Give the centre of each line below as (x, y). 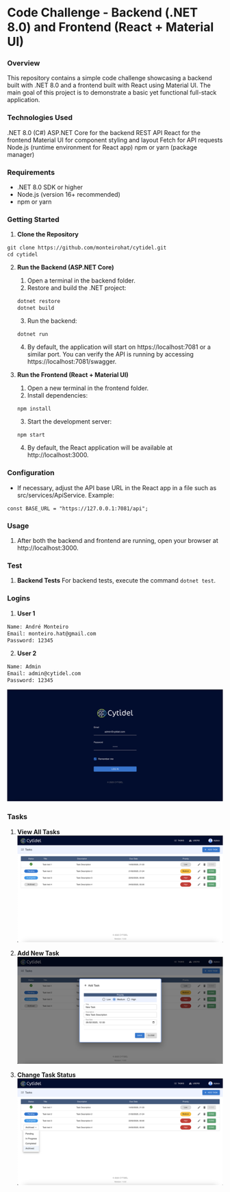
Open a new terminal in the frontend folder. (88, 388)
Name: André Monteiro (38, 627)
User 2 (27, 653)
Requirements (31, 172)
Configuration (31, 473)
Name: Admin (24, 666)
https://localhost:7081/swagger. (72, 362)
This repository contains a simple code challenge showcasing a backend (110, 78)
